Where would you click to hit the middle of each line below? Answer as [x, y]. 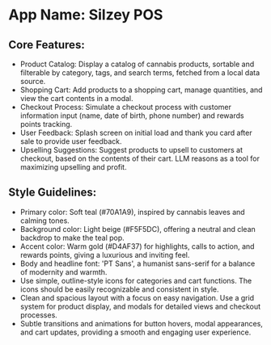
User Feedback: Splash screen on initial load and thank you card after [136, 133]
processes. [39, 315]
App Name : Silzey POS [86, 15]
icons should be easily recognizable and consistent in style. [120, 289]
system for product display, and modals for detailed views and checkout [140, 306]
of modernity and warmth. [64, 271]
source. [33, 81]
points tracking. [46, 124]
